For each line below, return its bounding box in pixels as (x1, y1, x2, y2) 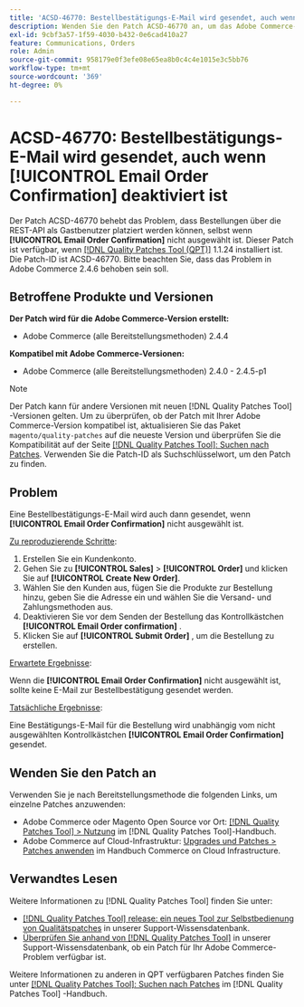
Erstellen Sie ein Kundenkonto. (22, 554, 138, 565)
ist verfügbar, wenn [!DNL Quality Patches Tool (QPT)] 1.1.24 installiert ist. (9, 243, 283, 254)
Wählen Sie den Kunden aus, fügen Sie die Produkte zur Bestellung (22, 583, 273, 594)
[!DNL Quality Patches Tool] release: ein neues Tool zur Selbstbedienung (22, 913, 294, 924)
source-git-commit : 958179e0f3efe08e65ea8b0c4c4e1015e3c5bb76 (9, 55, 249, 64)
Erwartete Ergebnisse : (9, 658, 92, 669)
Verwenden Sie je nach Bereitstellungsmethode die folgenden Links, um (9, 789, 278, 800)
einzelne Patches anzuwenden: (9, 799, 127, 810)
